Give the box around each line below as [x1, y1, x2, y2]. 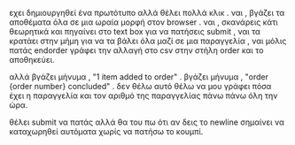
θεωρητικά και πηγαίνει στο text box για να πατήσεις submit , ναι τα [9, 27, 261, 36]
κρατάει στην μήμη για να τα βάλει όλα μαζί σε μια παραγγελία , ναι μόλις [9, 35, 287, 46]
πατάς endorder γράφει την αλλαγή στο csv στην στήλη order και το [9, 45, 264, 56]
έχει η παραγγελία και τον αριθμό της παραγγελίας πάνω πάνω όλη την [9, 90, 278, 101]
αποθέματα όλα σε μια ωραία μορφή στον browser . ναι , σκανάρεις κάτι [9, 17, 279, 27]
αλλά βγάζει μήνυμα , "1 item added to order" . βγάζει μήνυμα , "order [9, 72, 268, 82]
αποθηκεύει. [9, 55, 55, 65]
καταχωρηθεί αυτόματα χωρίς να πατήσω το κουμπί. [9, 126, 204, 136]
